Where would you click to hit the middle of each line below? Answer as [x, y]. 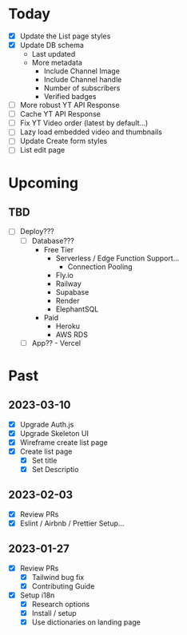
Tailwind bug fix [58, 577]
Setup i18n [37, 595]
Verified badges [70, 97]
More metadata [57, 63]
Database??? [53, 240]
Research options [61, 604]
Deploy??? [37, 232]
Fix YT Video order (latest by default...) [84, 123]
